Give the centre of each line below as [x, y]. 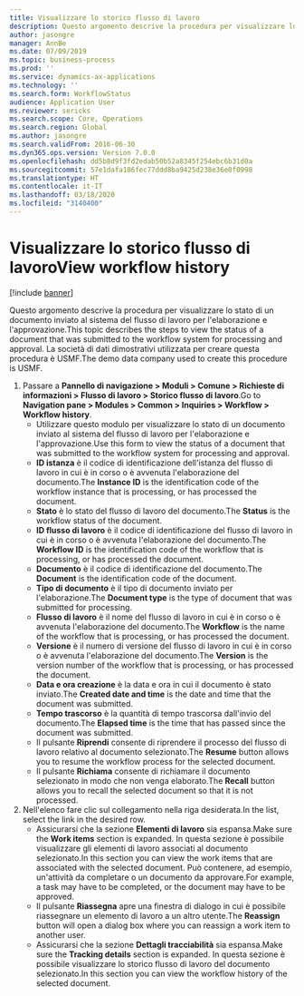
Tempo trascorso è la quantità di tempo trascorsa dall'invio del [153, 713]
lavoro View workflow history [120, 268]
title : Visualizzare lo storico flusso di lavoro [105, 18]
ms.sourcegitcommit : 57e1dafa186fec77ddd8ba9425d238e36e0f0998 [131, 170]
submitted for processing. [84, 607]
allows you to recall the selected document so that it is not [144, 790]
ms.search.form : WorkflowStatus [70, 93]
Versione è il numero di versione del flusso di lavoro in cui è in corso [164, 646]
